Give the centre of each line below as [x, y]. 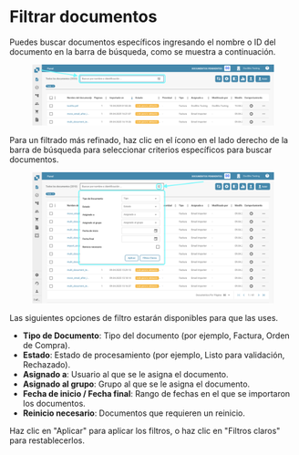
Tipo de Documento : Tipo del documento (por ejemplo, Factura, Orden [156, 336]
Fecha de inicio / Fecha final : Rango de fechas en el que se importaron [156, 394]
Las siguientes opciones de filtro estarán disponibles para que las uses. [144, 318]
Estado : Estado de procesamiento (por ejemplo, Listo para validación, [154, 355]
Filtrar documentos [83, 17]
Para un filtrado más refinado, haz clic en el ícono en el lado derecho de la [149, 140]
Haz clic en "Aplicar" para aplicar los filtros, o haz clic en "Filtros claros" [145, 431]
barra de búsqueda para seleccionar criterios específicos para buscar [141, 150]
